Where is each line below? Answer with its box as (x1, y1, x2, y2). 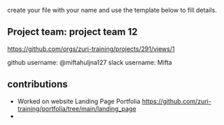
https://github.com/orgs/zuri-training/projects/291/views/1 (7, 45, 175, 53)
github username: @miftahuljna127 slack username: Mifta (7, 58, 173, 66)
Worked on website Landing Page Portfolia (17, 97, 141, 105)
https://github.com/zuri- (141, 97, 211, 105)
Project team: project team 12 (7, 26, 138, 38)
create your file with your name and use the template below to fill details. (7, 6, 217, 14)
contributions (7, 78, 68, 90)
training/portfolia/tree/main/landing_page (17, 104, 136, 112)
